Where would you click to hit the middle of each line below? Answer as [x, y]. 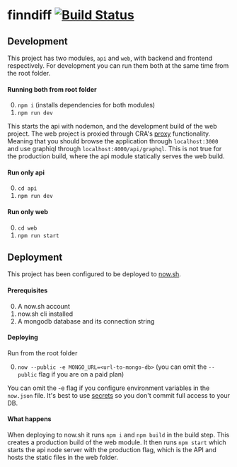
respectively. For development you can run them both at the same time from [118, 66]
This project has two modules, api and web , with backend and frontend [110, 58]
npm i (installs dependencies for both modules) [86, 105]
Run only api [26, 172]
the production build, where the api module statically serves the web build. [116, 156]
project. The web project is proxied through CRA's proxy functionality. [109, 134]
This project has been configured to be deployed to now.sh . [94, 274]
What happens [29, 419]
